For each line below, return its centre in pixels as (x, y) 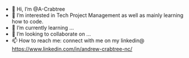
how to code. (28, 21)
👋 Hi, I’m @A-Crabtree (38, 9)
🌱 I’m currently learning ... (43, 28)
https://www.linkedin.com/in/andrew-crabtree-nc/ (72, 49)
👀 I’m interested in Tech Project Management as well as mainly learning (97, 15)
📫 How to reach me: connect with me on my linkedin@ (78, 40)
